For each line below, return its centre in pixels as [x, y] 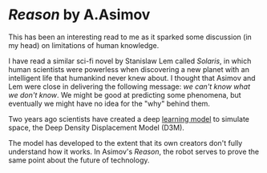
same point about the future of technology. [79, 160]
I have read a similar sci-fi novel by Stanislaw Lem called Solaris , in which [130, 61]
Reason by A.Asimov [79, 15]
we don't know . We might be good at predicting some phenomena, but [125, 95]
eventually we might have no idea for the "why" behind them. [109, 103]
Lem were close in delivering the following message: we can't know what [129, 86]
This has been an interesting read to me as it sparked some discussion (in [130, 37]
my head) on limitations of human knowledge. [84, 45]
